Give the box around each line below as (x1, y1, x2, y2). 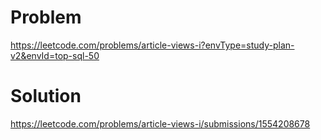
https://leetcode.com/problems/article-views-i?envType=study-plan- (10, 39, 295, 51)
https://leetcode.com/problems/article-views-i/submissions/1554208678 (10, 117, 311, 130)
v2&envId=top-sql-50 (10, 49, 100, 61)
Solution (10, 85, 82, 108)
